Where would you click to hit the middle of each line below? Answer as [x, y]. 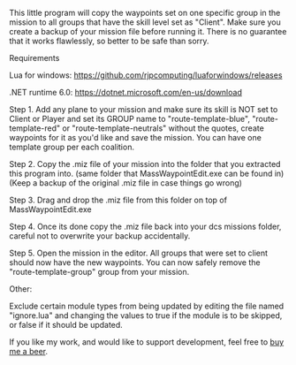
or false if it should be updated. [66, 325]
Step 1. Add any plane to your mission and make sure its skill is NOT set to [144, 109]
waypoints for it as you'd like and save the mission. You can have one [136, 137]
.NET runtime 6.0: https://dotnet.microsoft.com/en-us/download [126, 92]
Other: [21, 289]
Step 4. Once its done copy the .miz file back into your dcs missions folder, [145, 226]
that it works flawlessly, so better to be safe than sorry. [109, 41]
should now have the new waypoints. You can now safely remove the [135, 262]
